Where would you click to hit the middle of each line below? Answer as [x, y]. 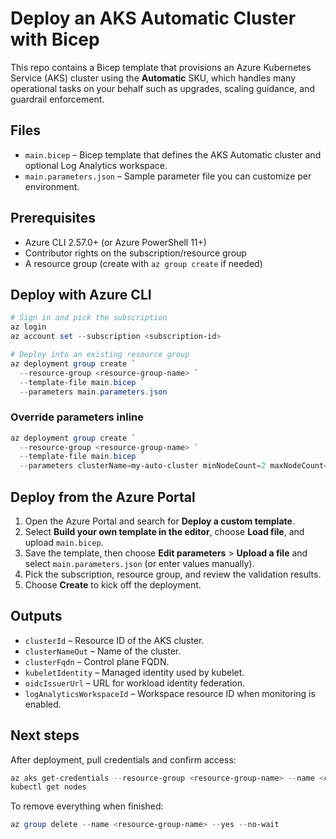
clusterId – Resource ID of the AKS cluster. [114, 640]
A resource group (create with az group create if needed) [143, 263]
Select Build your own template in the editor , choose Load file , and [164, 531]
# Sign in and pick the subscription [89, 318]
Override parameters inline [77, 417]
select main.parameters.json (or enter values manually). [139, 563]
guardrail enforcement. [57, 99]
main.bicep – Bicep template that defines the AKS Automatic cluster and [173, 154]
